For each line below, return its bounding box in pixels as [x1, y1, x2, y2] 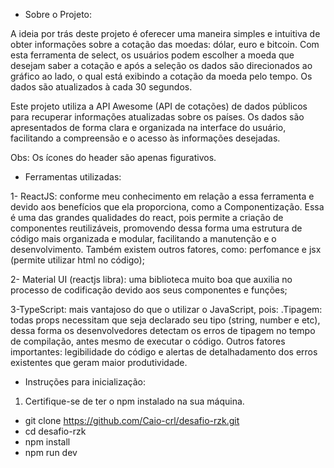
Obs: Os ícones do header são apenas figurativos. [10, 152, 217, 163]
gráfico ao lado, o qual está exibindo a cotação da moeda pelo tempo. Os [10, 70, 313, 82]
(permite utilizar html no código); [10, 254, 145, 266]
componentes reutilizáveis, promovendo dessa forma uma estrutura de [10, 222, 303, 234]
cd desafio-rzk [24, 425, 87, 437]
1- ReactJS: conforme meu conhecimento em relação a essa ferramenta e [10, 190, 315, 202]
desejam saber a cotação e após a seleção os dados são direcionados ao [10, 60, 313, 71]
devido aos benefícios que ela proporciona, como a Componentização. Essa [10, 201, 325, 213]
